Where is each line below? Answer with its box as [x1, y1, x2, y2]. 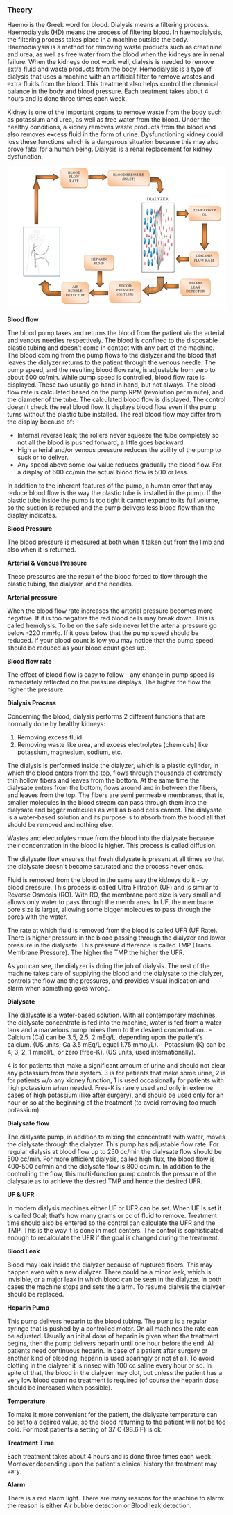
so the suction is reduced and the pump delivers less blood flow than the [7, 504, 216, 512]
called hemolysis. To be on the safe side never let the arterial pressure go [7, 621, 217, 630]
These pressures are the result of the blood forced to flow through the [7, 572, 208, 581]
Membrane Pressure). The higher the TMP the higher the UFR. [7, 948, 185, 957]
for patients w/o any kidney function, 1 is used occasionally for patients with [7, 1076, 224, 1084]
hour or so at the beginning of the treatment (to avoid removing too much [7, 1098, 216, 1107]
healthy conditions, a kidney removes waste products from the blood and [7, 123, 216, 131]
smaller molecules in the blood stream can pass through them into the [7, 799, 207, 807]
